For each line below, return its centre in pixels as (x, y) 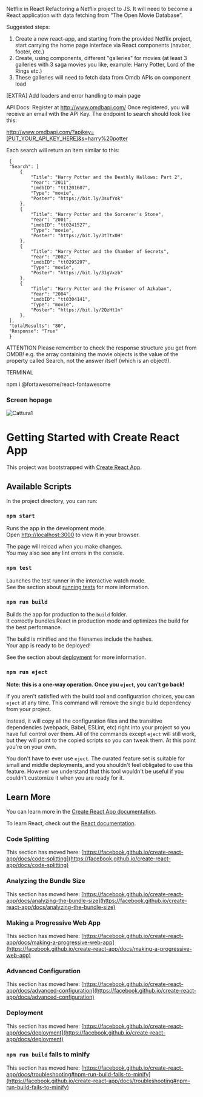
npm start (21, 516)
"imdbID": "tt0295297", (61, 262)
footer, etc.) (30, 52)
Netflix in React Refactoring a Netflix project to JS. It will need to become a (99, 9)
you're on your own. (31, 747)
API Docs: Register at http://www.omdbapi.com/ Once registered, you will (98, 107)
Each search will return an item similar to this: (63, 150)
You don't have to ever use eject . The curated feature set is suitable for (96, 758)
